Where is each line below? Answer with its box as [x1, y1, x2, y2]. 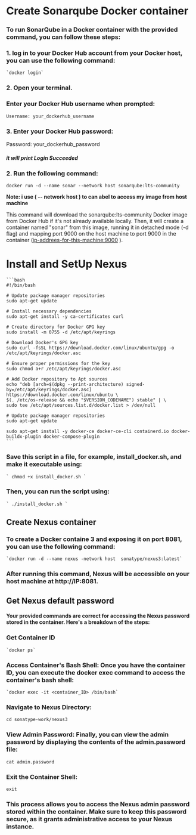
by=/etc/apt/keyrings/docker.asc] [6, 386, 92, 393]
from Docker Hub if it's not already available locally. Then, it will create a [6, 218, 183, 225]
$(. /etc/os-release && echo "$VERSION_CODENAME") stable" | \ [6, 397, 167, 403]
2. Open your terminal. [6, 83, 73, 92]
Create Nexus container [6, 517, 97, 527]
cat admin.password [6, 759, 55, 765]
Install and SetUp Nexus [6, 258, 127, 271]
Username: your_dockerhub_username [6, 113, 95, 119]
